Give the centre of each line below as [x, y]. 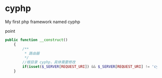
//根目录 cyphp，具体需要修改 [49, 62]
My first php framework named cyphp [43, 22]
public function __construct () [36, 40]
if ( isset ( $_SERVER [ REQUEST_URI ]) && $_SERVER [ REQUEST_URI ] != [86, 67]
